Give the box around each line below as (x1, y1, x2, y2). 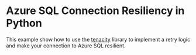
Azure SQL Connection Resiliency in (6, 4, 185, 18)
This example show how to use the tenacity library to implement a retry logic (6, 36, 191, 43)
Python (6, 16, 42, 30)
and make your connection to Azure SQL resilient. (6, 42, 126, 49)
